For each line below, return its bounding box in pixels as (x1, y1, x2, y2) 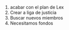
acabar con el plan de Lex (10, 4, 64, 10)
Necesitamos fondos (10, 20, 53, 26)
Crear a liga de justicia (10, 9, 57, 15)
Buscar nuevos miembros (10, 15, 63, 20)
